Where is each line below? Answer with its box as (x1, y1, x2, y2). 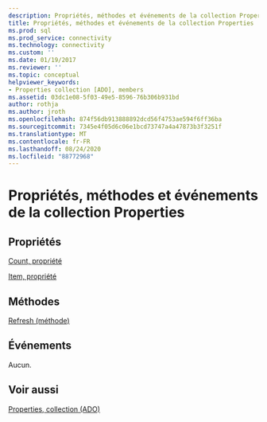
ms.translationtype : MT (8, 130, 87, 138)
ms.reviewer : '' (8, 64, 62, 72)
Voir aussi (8, 383, 59, 397)
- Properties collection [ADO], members (8, 85, 145, 94)
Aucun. (8, 360, 32, 369)
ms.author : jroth (8, 108, 66, 116)
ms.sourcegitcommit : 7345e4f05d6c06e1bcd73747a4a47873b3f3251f (8, 123, 222, 131)
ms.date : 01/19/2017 (8, 57, 77, 64)
